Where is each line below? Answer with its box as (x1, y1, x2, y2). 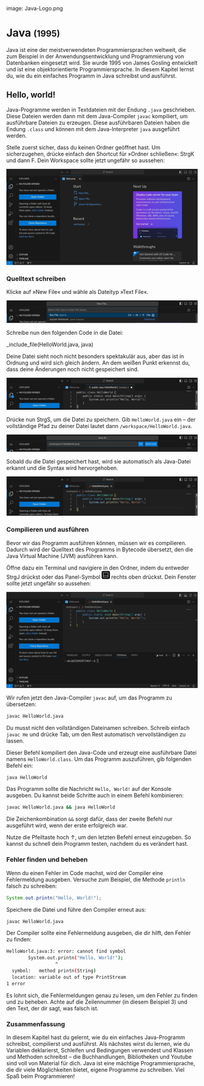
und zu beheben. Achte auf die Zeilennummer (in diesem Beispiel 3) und (6, 998, 188, 1006)
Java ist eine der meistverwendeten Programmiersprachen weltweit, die (6, 46, 186, 53)
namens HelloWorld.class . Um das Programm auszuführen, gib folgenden (6, 755, 192, 763)
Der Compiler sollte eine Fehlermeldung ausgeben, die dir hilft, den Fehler (6, 929, 191, 937)
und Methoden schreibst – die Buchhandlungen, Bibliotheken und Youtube (6, 1053, 192, 1060)
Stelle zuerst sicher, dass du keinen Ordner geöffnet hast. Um (6, 143, 161, 151)
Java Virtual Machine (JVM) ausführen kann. (6, 552, 118, 559)
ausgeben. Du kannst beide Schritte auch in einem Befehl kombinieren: (6, 791, 184, 799)
